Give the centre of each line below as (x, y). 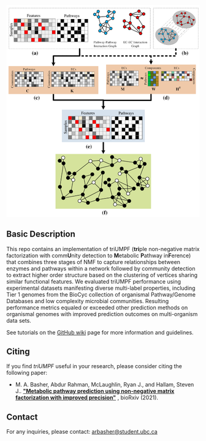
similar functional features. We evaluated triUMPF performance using (94, 281)
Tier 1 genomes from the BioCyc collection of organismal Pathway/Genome (101, 294)
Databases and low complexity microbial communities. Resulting (88, 301)
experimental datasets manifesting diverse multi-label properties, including (101, 288)
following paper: (27, 373)
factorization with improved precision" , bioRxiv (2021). (86, 398)
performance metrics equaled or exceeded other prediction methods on (97, 307)
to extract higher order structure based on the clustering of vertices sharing (102, 275)
